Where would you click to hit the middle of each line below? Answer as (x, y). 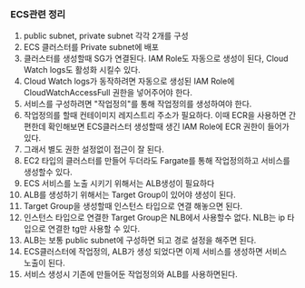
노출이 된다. (44, 263)
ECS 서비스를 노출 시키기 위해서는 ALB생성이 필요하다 (119, 184)
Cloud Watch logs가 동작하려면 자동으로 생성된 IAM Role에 (129, 81)
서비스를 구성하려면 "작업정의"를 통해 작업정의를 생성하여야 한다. (138, 104)
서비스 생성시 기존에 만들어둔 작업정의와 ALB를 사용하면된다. (131, 274)
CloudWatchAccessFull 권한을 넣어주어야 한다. (108, 93)
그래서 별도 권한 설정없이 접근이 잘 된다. (93, 149)
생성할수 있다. (48, 172)
